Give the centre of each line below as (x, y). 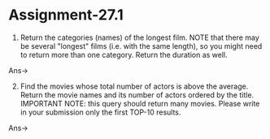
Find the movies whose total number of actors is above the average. (134, 86)
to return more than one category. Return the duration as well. (124, 54)
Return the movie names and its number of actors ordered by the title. (137, 94)
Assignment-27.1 (66, 15)
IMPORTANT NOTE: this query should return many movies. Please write (140, 103)
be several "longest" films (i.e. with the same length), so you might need (141, 46)
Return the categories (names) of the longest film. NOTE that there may (140, 37)
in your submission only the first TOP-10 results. (100, 112)
